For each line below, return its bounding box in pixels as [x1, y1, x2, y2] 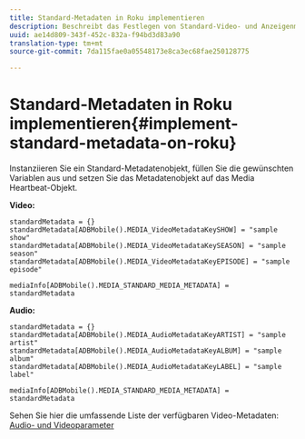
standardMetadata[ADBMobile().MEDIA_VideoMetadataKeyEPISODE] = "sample [9, 257, 290, 266]
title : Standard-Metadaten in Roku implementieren [9, 13, 205, 23]
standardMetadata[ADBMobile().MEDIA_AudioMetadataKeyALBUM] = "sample [9, 346, 282, 355]
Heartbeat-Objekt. [9, 183, 78, 194]
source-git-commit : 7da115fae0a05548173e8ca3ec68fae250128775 [9, 47, 250, 56]
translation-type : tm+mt [9, 38, 103, 48]
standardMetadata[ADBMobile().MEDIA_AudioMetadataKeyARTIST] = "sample [9, 331, 286, 340]
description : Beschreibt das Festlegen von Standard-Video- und [9, 22, 258, 31]
